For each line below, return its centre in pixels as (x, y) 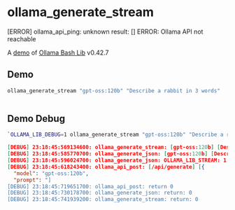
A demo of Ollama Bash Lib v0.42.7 (58, 52)
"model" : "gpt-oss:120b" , (51, 173)
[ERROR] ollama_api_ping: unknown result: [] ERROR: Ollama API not (105, 31)
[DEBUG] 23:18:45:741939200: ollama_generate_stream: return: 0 (103, 199)
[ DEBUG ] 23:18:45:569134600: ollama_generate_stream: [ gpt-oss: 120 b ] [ (114, 148)
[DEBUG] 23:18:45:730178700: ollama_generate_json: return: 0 (100, 193)
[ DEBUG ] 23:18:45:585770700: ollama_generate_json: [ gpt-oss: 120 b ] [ (111, 154)
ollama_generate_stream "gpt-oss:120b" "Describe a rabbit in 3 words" (114, 91)
